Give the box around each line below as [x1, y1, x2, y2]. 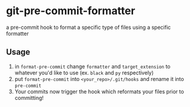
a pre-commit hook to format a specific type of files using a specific [6, 24, 171, 31]
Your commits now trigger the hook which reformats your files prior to [14, 87, 184, 95]
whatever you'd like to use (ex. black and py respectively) [14, 69, 154, 76]
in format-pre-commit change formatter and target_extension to [14, 63, 171, 70]
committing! [14, 94, 44, 101]
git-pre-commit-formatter [6, 4, 135, 18]
